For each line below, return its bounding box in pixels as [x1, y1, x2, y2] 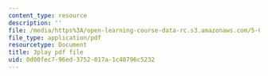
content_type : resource [8, 11, 88, 20]
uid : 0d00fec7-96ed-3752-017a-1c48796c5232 [8, 56, 156, 64]
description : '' [8, 19, 62, 27]
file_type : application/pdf [8, 33, 102, 42]
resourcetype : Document [8, 41, 88, 49]
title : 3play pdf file [8, 48, 84, 56]
